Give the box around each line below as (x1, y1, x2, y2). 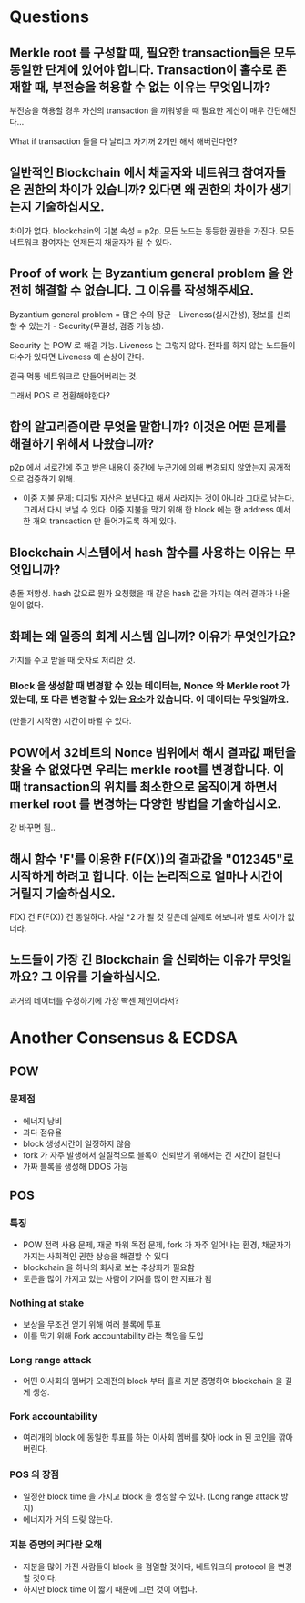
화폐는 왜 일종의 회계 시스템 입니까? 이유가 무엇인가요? (9, 628, 296, 644)
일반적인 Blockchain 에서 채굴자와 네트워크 (9, 165, 239, 181)
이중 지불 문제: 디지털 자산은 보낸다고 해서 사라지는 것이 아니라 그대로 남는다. (22, 492, 295, 503)
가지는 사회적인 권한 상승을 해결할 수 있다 (22, 1251, 169, 1262)
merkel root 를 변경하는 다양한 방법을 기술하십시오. (9, 796, 282, 812)
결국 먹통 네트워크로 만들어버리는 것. (9, 370, 138, 381)
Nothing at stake (9, 1297, 85, 1309)
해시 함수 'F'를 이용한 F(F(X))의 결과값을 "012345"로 (9, 851, 294, 867)
